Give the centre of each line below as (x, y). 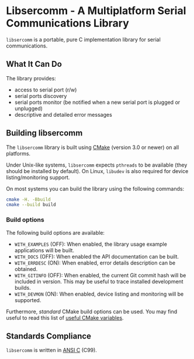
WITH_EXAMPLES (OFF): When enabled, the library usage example (91, 244)
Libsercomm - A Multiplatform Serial (96, 11)
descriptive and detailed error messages (63, 114)
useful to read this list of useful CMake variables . (65, 317)
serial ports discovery (41, 96)
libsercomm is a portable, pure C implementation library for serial (83, 39)
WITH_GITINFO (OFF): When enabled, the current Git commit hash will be (100, 275)
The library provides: (31, 78)
